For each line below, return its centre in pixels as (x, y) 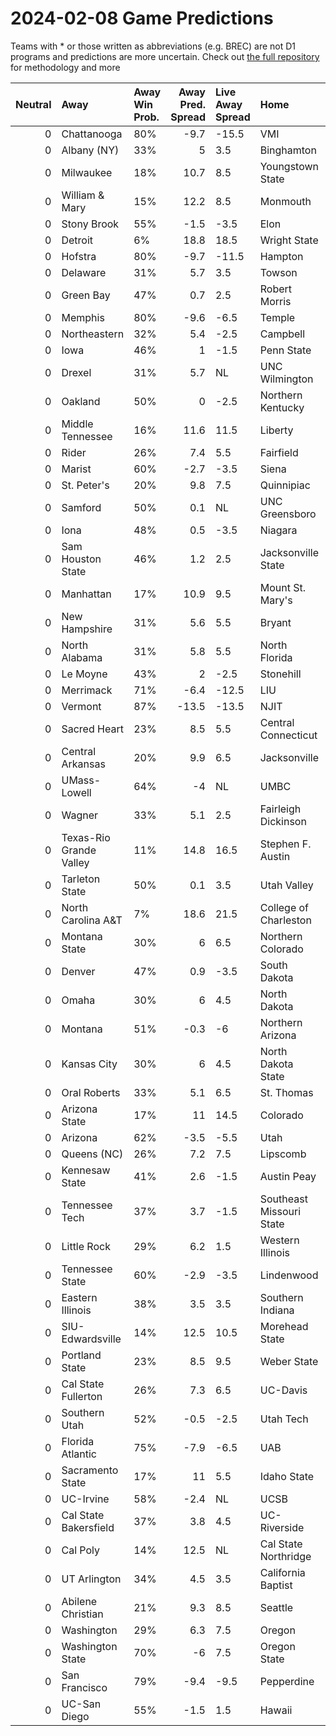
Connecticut (288, 735)
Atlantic (79, 1454)
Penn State (285, 350)
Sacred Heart (92, 729)
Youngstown (289, 166)
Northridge (285, 1556)
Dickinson (283, 821)
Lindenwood (289, 1275)
